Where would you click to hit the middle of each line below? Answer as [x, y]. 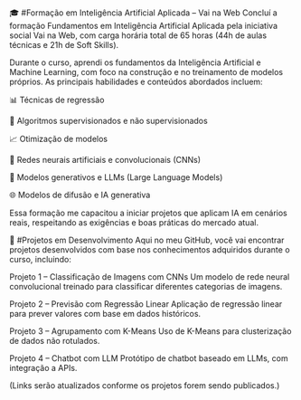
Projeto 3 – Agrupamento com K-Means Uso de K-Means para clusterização [150, 331]
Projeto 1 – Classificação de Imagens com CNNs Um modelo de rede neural [150, 277]
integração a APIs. [43, 368]
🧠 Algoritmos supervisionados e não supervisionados [108, 121]
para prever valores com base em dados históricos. [105, 314]
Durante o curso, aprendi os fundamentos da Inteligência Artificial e [135, 62]
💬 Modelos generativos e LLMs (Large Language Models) [116, 177]
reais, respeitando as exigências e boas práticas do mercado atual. [134, 223]
